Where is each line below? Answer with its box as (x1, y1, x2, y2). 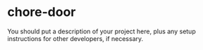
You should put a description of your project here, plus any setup (7, 27, 196, 35)
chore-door (7, 4, 76, 20)
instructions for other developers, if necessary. (7, 34, 144, 42)
